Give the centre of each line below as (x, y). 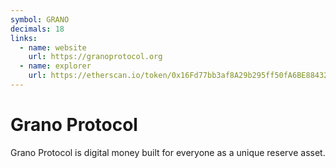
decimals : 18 (37, 29)
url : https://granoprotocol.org (95, 57)
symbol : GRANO (40, 19)
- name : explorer (55, 66)
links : (24, 38)
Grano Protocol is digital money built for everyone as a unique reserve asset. (168, 152)
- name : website (53, 47)
